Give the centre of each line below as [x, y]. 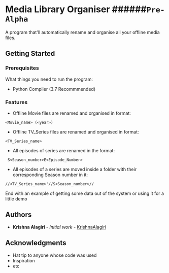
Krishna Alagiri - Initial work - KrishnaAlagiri [59, 227]
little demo [16, 198]
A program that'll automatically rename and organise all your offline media [82, 32]
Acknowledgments [36, 243]
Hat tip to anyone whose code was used [55, 255]
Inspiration [24, 260]
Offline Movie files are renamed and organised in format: [72, 113]
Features [16, 102]
